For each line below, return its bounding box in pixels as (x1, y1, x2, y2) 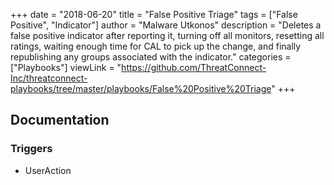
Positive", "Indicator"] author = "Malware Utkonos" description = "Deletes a (10, 19, 322, 31)
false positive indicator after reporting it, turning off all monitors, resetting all (10, 30, 325, 41)
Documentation (10, 112, 110, 129)
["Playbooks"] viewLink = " (10, 62, 122, 73)
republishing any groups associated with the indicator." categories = (10, 51, 292, 63)
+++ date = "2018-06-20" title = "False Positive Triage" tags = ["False (10, 9, 298, 20)
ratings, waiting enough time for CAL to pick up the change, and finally (10, 40, 302, 52)
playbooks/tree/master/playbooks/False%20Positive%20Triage (10, 83, 272, 94)
